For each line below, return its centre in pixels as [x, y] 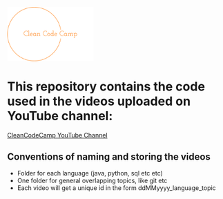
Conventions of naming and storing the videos [109, 157]
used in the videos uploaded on [99, 101]
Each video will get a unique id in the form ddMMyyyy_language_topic [116, 188]
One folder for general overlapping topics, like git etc [92, 181]
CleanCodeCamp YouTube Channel [58, 135]
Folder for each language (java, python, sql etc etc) [90, 173]
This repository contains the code [106, 86]
